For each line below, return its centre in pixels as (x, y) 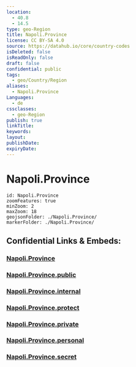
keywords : (19, 132)
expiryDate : (21, 149)
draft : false (23, 63)
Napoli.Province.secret (42, 357)
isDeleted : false (28, 52)
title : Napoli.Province (37, 35)
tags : (13, 75)
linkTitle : (20, 126)
